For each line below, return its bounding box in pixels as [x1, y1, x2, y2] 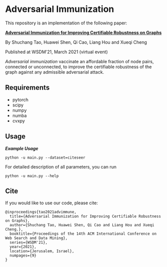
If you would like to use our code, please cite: [5, 200, 98, 206]
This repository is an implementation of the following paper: [5, 20, 128, 26]
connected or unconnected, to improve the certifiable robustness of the [5, 64, 152, 70]
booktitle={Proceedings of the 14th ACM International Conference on [9, 231, 157, 237]
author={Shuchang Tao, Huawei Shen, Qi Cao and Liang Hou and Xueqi [9, 223, 155, 228]
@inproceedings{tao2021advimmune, [5, 210, 77, 215]
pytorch [12, 96, 29, 102]
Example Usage [5, 145, 39, 151]
